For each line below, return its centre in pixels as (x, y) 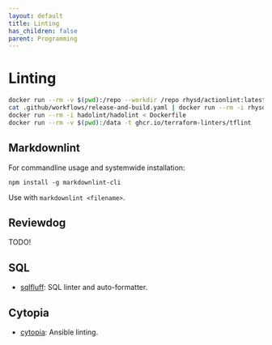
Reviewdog (37, 222)
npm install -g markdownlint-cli (65, 182)
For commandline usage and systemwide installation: (97, 168)
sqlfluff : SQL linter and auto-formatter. (84, 287)
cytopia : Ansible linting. (59, 332)
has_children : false (43, 31)
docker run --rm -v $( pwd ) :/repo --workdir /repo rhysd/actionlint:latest (137, 100)
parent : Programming (43, 38)
